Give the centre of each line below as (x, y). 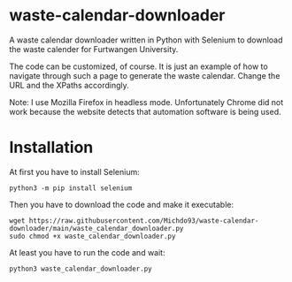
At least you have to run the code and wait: (87, 252)
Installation (51, 148)
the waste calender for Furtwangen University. (94, 49)
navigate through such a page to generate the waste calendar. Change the (145, 75)
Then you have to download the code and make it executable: (122, 204)
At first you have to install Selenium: (74, 171)
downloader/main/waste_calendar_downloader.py (96, 228)
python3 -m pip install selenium (71, 188)
